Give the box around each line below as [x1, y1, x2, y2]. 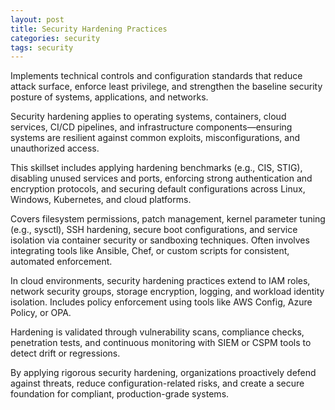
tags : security [10, 42, 74, 53]
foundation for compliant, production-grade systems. [10, 388, 230, 400]
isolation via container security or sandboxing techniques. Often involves [10, 234, 310, 246]
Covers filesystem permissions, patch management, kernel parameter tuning [10, 213, 326, 225]
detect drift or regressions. [10, 347, 121, 360]
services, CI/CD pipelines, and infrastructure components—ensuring [10, 121, 293, 133]
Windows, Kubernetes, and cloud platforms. [10, 194, 192, 206]
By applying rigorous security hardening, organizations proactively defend [10, 367, 317, 379]
